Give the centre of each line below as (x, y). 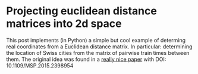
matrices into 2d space (64, 24)
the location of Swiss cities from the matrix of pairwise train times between (98, 53)
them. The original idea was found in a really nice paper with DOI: (86, 59)
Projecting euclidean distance (82, 11)
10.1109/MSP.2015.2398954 (40, 65)
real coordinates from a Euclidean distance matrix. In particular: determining (99, 47)
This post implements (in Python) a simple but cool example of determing (96, 40)
